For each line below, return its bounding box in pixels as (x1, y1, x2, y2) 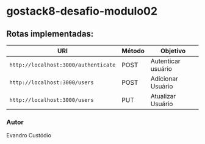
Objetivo (160, 47, 186, 55)
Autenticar (150, 57, 181, 65)
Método (121, 47, 145, 55)
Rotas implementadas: (6, 29, 94, 39)
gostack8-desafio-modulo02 (6, 4, 157, 18)
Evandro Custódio (6, 132, 52, 139)
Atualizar (150, 92, 176, 100)
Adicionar (150, 74, 178, 83)
